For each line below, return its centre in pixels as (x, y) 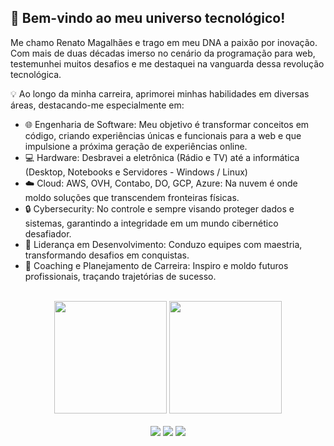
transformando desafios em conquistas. (107, 255)
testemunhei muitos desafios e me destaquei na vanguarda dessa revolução (167, 63)
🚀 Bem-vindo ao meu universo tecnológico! (148, 18)
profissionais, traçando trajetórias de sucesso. (120, 276)
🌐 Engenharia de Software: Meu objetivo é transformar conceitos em (167, 124)
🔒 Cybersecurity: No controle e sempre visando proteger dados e (159, 208)
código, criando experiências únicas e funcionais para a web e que (163, 135)
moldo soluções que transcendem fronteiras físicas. (132, 197)
